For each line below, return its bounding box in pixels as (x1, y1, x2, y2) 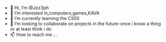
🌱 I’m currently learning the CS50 (10, 15, 80, 21)
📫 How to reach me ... (10, 31, 57, 37)
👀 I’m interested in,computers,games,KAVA (10, 10, 100, 16)
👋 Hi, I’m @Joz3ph (10, 5, 49, 10)
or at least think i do (10, 26, 52, 32)
